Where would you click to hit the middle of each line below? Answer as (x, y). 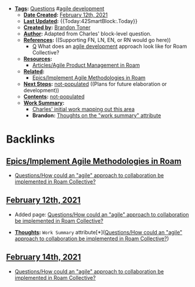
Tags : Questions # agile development (60, 9)
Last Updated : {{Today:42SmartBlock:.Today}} (80, 21)
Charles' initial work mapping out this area (83, 109)
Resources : (38, 59)
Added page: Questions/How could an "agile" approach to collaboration (102, 214)
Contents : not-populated (54, 96)
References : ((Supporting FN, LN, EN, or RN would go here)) (97, 40)
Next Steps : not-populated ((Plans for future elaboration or (95, 84)
